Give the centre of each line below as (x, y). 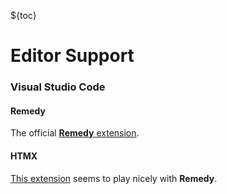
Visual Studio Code (58, 87)
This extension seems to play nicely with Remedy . (114, 178)
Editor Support (72, 56)
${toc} (23, 15)
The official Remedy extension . (75, 133)
